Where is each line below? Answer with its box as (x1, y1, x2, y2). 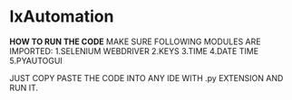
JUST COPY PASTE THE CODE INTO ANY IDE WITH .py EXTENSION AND (9, 72, 284, 83)
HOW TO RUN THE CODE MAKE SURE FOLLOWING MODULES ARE (9, 36, 261, 47)
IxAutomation (9, 6, 114, 27)
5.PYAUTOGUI (9, 55, 63, 66)
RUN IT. (9, 82, 39, 93)
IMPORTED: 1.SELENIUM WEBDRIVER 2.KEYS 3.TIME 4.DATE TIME (9, 45, 259, 56)
